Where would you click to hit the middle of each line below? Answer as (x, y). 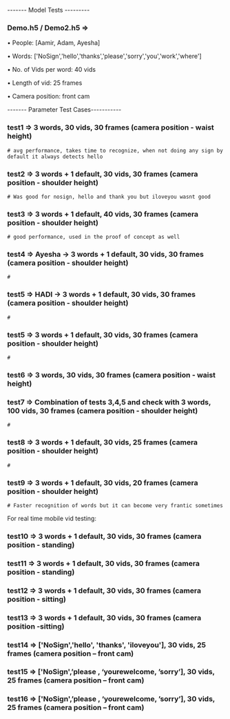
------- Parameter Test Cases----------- (64, 110)
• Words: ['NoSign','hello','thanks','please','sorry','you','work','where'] (104, 56)
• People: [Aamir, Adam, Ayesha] (54, 43)
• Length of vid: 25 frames (45, 83)
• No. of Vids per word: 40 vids (52, 70)
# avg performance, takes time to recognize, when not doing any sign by (115, 150)
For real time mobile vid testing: (52, 518)
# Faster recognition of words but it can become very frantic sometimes (115, 505)
